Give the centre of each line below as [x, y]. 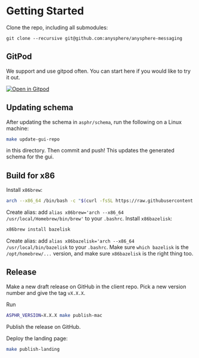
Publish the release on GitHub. [43, 326]
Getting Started [45, 11]
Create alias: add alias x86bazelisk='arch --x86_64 [70, 241]
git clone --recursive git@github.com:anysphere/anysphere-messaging [94, 38]
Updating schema [40, 108]
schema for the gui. [30, 157]
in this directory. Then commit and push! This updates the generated [90, 151]
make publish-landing [33, 349]
